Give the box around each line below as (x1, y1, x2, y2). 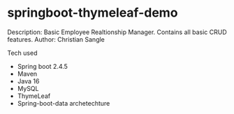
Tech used (7, 49, 38, 57)
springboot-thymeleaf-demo (7, 5, 178, 21)
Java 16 (17, 76, 40, 85)
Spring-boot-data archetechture (17, 99, 110, 107)
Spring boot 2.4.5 (17, 62, 68, 70)
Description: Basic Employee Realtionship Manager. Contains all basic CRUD (7, 28, 227, 36)
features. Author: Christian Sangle (7, 35, 105, 43)
